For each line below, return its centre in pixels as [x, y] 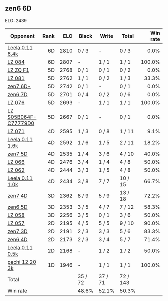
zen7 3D [18, 231]
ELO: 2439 [16, 20]
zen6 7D [18, 94]
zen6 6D [18, 8]
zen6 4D [18, 239]
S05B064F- [22, 117]
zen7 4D [18, 196]
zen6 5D [18, 207]
